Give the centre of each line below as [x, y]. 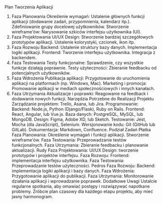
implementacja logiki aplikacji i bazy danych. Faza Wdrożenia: [73, 171]
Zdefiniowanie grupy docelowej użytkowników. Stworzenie [70, 27]
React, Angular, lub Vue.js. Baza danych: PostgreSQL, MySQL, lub [77, 114]
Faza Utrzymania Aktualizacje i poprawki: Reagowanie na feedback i [80, 94]
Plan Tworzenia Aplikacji [29, 7]
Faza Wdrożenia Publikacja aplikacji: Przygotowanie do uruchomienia [81, 78]
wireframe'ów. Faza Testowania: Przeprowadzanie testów [69, 140]
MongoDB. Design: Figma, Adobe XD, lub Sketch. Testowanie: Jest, [79, 119]
